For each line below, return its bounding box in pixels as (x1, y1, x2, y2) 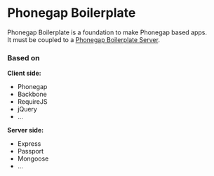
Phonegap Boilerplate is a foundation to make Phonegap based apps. (7, 28, 208, 36)
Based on (7, 53, 40, 62)
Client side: (7, 69, 41, 78)
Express (17, 140, 41, 148)
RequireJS (17, 97, 48, 106)
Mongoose (17, 154, 49, 163)
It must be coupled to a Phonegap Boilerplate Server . (7, 35, 160, 43)
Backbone (17, 90, 47, 99)
